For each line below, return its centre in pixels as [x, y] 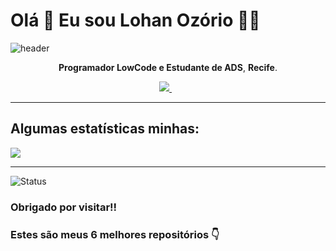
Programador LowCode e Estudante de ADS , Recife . [168, 67]
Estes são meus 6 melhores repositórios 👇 [115, 234]
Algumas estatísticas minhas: [105, 129]
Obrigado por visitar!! [64, 207]
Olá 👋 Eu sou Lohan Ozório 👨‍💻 [135, 20]
